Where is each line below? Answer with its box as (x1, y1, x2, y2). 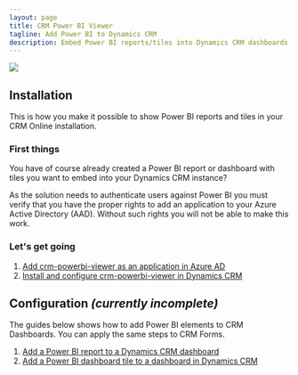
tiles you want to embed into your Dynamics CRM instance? (9, 173, 228, 183)
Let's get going (9, 240, 76, 253)
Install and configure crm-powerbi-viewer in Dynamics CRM (21, 270, 243, 281)
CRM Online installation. (9, 121, 97, 132)
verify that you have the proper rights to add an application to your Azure (9, 200, 278, 210)
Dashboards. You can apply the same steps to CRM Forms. (9, 329, 225, 339)
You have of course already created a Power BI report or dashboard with (9, 163, 276, 174)
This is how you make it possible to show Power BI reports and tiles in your (9, 111, 283, 122)
